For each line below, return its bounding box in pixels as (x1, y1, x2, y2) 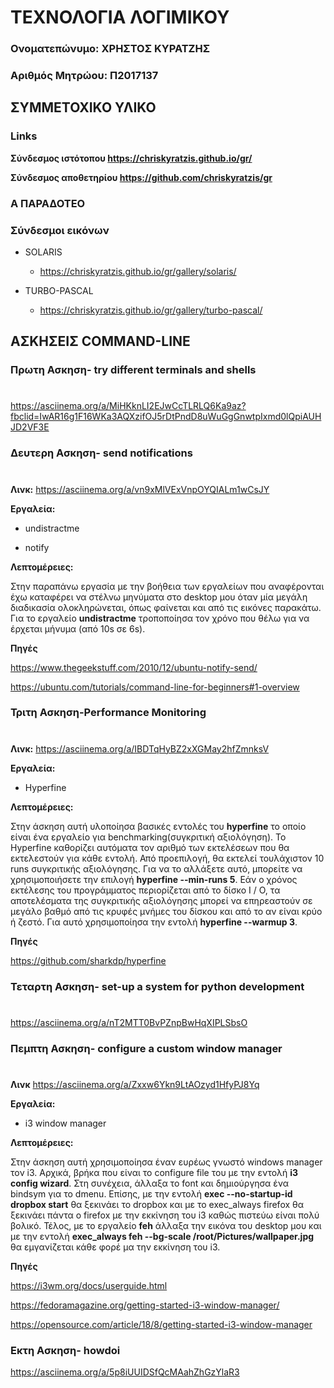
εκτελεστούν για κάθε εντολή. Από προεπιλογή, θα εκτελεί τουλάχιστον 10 (10, 852, 325, 864)
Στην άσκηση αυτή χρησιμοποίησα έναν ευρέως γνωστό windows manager (10, 1156, 323, 1168)
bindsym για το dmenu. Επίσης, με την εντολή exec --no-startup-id (10, 1187, 293, 1200)
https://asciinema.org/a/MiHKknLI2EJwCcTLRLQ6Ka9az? (10, 400, 247, 412)
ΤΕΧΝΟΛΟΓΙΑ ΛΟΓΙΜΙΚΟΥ (10, 6, 230, 29)
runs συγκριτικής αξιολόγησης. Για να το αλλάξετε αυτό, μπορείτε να (10, 862, 303, 875)
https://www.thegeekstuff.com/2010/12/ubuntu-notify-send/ (10, 661, 258, 673)
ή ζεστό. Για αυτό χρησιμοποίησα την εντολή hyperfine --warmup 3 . (10, 916, 298, 928)
